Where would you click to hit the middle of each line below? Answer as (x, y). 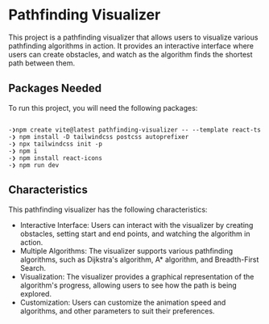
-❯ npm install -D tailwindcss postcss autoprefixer (99, 137)
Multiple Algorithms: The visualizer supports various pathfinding (126, 250)
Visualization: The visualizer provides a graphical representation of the (137, 276)
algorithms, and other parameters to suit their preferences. (117, 311)
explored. (36, 293)
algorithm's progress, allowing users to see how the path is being (128, 285)
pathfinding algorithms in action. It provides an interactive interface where (131, 45)
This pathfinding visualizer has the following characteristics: (108, 209)
